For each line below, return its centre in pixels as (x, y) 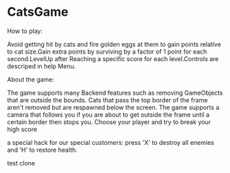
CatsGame (38, 12)
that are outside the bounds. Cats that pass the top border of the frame (107, 100)
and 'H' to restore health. (42, 150)
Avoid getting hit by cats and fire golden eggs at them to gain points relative (114, 44)
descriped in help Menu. (42, 66)
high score (22, 129)
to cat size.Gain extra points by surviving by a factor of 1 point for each (107, 51)
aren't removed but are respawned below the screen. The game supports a (113, 107)
